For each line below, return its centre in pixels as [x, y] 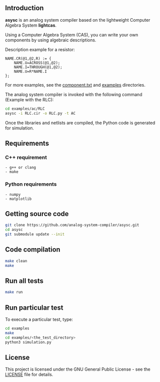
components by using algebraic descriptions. [51, 40]
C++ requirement [26, 157]
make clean [16, 261]
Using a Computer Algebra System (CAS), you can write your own [72, 34]
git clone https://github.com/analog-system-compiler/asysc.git [72, 225]
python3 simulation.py [28, 342]
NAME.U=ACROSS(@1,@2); [37, 63]
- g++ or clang [21, 168]
